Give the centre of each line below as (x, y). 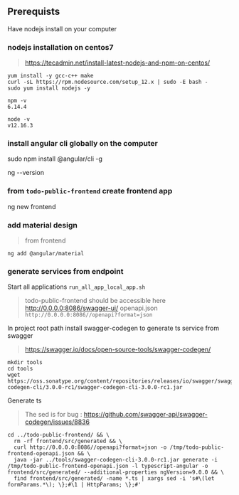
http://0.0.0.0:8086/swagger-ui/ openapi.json (91, 308)
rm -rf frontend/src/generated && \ (68, 441)
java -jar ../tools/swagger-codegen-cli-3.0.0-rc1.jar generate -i (116, 460)
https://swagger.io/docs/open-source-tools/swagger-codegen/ (118, 350)
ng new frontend (32, 206)
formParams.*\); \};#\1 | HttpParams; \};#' (74, 485)
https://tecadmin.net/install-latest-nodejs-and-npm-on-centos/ (117, 63)
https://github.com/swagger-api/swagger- (145, 415)
